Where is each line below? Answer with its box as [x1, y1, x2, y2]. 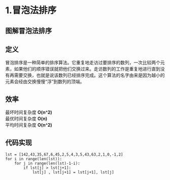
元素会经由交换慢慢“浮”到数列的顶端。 [5, 79, 85, 85]
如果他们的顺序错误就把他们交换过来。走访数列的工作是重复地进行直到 [14, 66, 160, 72]
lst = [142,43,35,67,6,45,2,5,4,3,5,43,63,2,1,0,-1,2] [5, 152, 123, 157]
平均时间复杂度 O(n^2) [5, 122, 52, 128]
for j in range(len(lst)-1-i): [14, 161, 80, 166]
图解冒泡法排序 [5, 26, 52, 35]
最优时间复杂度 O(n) [5, 116, 48, 122]
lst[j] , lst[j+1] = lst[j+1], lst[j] [32, 170, 114, 175]
